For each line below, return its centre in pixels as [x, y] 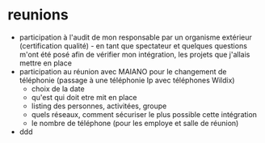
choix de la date [58, 88]
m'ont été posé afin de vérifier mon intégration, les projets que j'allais [135, 54]
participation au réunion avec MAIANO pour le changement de [123, 71]
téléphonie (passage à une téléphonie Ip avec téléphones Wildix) [127, 80]
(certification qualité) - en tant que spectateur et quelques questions [133, 45]
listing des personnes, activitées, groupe [99, 106]
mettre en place [45, 63]
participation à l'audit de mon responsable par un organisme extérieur [135, 37]
